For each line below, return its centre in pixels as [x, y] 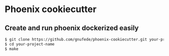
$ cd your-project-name [30, 44]
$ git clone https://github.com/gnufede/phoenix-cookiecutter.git [76, 39]
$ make [12, 49]
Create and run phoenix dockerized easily [72, 28]
